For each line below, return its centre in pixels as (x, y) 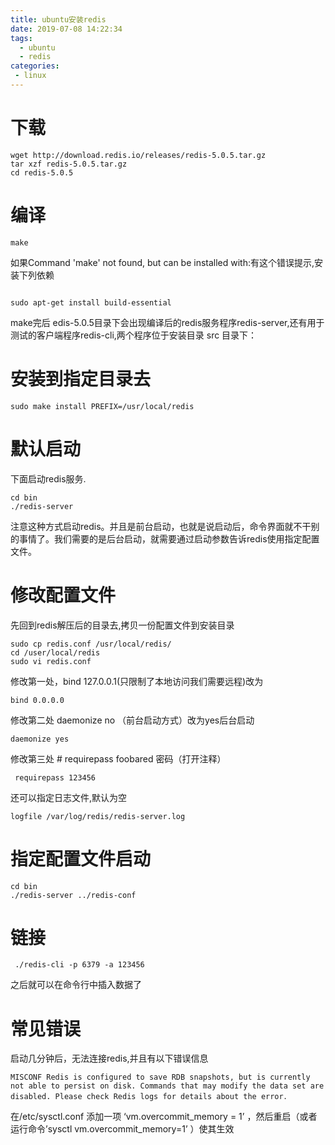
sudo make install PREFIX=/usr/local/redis (102, 406)
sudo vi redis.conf (51, 661)
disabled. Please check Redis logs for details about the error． (151, 1097)
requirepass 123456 (55, 777)
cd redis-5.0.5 (42, 172)
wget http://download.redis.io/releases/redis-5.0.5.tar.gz (138, 155)
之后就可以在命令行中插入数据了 (76, 985)
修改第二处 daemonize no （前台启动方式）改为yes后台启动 (132, 720)
